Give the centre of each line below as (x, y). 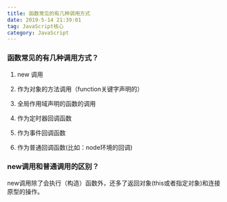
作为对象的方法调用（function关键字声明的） (80, 89)
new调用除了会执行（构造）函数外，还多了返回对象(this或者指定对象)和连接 (114, 183)
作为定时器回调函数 (44, 118)
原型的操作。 (25, 191)
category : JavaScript (38, 33)
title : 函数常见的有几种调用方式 (49, 13)
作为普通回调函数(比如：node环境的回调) (75, 147)
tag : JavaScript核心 (35, 26)
